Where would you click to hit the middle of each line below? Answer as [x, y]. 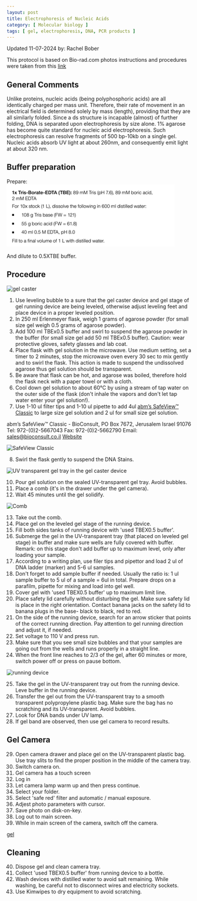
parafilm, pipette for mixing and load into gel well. [75, 586]
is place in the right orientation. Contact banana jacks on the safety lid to [103, 605]
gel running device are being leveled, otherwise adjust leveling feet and [101, 306]
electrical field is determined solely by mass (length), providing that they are [98, 111]
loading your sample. [40, 555]
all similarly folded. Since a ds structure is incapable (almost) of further [92, 118]
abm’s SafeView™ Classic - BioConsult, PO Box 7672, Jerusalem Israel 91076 [99, 424]
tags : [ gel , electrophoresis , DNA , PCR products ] [71, 31]
